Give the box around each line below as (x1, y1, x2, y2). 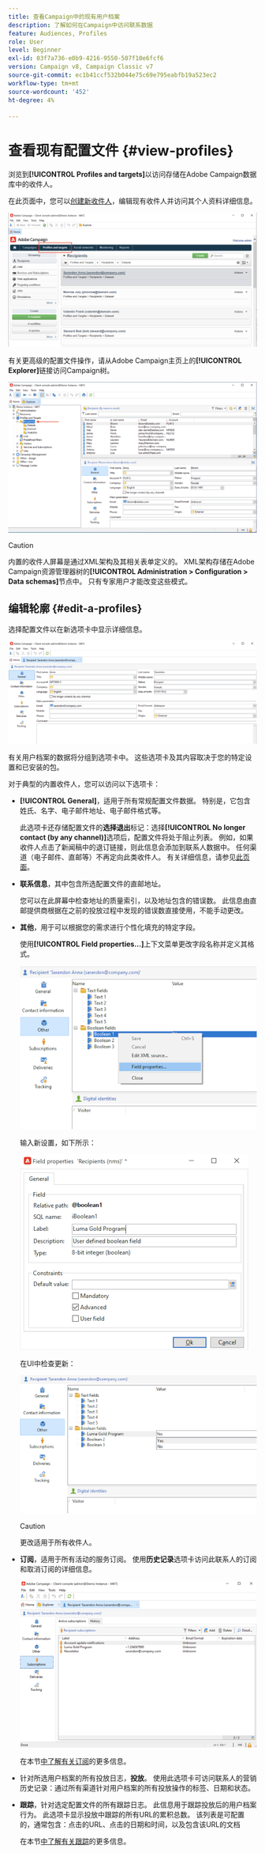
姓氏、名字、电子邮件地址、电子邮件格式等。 (19, 806, 166, 816)
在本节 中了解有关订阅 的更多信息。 (19, 1756, 131, 1766)
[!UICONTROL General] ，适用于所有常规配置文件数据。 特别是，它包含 (19, 796, 251, 806)
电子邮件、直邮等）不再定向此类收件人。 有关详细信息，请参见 (33, 852, 237, 862)
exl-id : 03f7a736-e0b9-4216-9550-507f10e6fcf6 (8, 55, 164, 62)
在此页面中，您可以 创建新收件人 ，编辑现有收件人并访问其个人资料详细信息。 (8, 196, 257, 206)
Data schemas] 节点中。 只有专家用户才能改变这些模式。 (8, 577, 192, 587)
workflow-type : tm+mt (8, 79, 80, 87)
